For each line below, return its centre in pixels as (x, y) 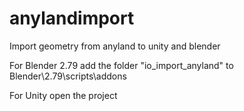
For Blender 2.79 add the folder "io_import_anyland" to (121, 65)
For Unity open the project (63, 95)
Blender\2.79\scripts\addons (68, 76)
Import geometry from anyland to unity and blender (115, 46)
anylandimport (72, 18)
